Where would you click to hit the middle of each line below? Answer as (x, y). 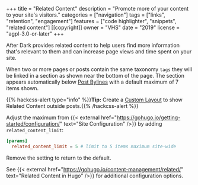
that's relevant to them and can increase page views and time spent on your (99, 52)
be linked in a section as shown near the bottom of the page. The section (95, 76)
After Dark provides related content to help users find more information (93, 45)
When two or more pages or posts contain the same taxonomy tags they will (99, 69)
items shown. (23, 88)
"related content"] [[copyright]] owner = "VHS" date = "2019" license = (93, 27)
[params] (17, 141)
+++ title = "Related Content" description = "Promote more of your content (97, 9)
